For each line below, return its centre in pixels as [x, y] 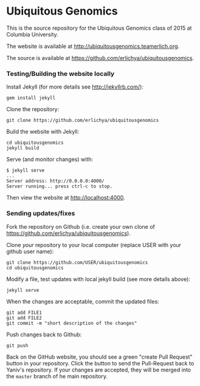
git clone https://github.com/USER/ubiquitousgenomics [77, 262]
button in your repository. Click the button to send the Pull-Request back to [100, 363]
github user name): [30, 251]
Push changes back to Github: [44, 334]
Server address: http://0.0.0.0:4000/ [55, 181]
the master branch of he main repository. [57, 376]
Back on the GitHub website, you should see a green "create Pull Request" [99, 357]
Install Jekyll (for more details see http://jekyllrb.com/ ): [75, 87]
